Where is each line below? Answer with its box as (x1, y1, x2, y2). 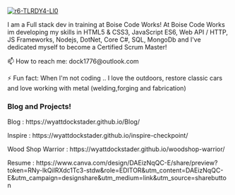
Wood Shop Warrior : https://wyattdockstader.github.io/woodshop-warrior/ (7, 145, 225, 153)
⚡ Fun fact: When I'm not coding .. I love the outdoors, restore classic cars (7, 74, 223, 82)
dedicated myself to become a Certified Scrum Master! (7, 43, 167, 51)
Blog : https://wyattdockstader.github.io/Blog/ (7, 117, 140, 126)
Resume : (7, 159, 35, 167)
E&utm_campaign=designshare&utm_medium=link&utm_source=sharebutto (7, 174, 227, 182)
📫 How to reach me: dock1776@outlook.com (7, 57, 139, 65)
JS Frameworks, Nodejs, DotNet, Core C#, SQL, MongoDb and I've (7, 35, 201, 44)
